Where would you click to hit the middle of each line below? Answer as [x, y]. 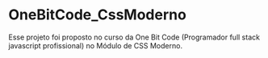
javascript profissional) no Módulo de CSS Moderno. [96, 45]
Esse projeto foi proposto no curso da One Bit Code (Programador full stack [134, 37]
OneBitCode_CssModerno [98, 15]
